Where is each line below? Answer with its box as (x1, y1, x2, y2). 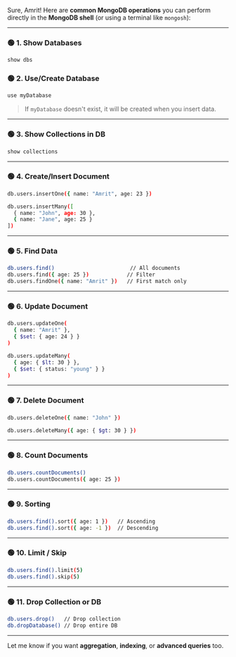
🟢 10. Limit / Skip (7, 548, 67, 558)
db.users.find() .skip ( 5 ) (7, 573, 80, 580)
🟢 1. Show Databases (7, 38, 82, 48)
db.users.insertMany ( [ (7, 203, 74, 210)
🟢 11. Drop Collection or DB (7, 597, 102, 606)
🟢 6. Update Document (7, 301, 88, 311)
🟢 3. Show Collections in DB (7, 129, 105, 139)
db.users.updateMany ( (7, 352, 71, 359)
